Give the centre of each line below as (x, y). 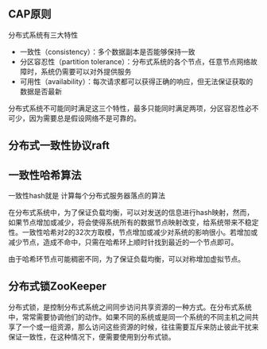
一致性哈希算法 (45, 175)
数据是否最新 (41, 91)
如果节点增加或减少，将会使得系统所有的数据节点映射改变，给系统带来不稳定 (133, 222)
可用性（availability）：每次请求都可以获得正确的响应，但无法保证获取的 (136, 81)
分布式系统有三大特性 (43, 35)
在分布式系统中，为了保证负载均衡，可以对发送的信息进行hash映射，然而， (131, 213)
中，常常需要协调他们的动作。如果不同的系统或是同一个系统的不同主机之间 (130, 316)
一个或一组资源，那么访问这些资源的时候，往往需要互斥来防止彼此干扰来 (140, 327)
